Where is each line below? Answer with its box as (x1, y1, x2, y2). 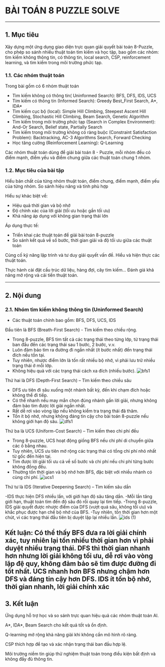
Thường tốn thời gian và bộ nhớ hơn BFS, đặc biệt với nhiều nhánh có (12, 469, 152, 475)
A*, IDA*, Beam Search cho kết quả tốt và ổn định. (5, 622, 108, 628)
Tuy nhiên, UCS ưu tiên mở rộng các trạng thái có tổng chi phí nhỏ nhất (12, 448, 156, 454)
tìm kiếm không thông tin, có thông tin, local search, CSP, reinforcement (5, 54, 151, 60)
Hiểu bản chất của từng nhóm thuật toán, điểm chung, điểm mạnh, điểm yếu (5, 178, 160, 184)
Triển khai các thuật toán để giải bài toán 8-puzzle (12, 232, 114, 238)
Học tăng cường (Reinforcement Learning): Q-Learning (12, 140, 124, 146)
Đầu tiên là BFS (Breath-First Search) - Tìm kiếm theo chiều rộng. (5, 327, 137, 333)
